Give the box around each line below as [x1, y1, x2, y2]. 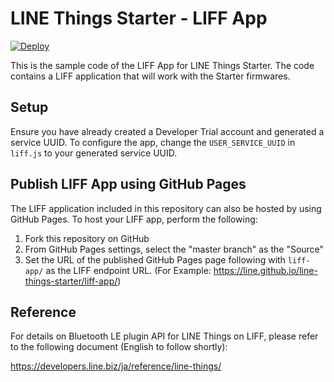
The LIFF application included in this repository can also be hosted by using [10, 202, 322, 214]
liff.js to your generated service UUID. [10, 147, 178, 159]
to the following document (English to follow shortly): [10, 341, 228, 353]
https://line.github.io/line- [213, 264, 318, 276]
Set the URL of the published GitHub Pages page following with [24, 253, 286, 266]
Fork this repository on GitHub [24, 232, 150, 244]
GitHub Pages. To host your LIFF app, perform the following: [10, 213, 258, 225]
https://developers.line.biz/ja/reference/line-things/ [10, 360, 222, 372]
